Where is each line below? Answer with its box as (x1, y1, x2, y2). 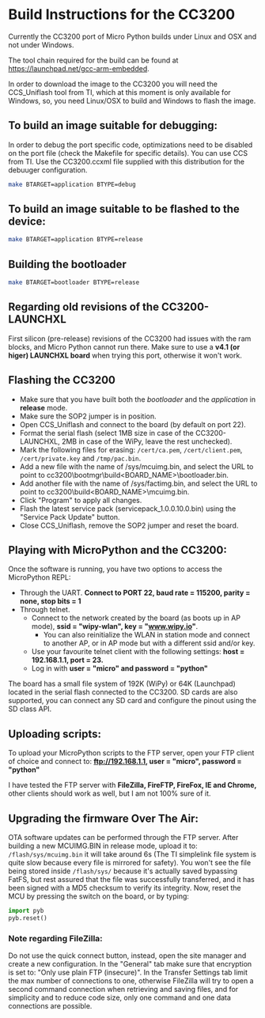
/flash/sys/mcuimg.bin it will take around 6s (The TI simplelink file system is (8, 850, 257, 859)
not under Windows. (8, 40, 74, 49)
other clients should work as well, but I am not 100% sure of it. (8, 789, 211, 798)
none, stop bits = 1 (19, 596, 81, 606)
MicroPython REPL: (8, 573, 71, 582)
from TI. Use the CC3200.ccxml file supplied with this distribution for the (8, 157, 245, 166)
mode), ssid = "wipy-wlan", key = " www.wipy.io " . (31, 622, 199, 631)
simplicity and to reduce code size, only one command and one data (8, 993, 232, 1002)
